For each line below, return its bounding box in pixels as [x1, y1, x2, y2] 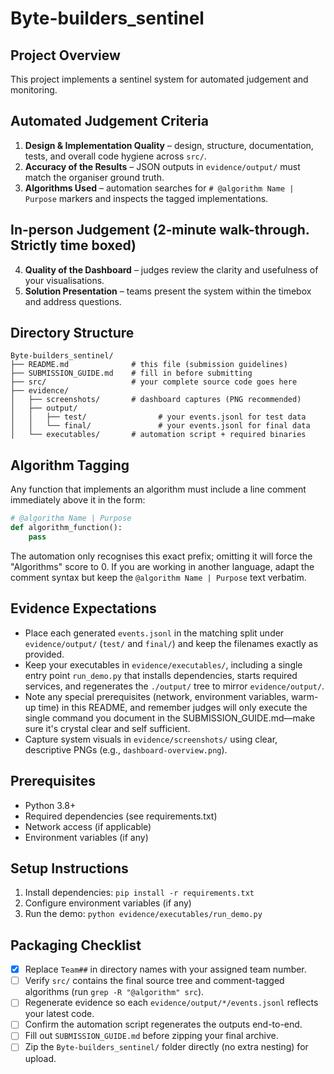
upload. [24, 1052, 57, 1064]
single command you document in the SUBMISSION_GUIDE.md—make [24, 712, 316, 724]
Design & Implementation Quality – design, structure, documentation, [24, 139, 314, 151]
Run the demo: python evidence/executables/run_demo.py [24, 908, 263, 920]
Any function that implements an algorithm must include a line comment [10, 483, 307, 496]
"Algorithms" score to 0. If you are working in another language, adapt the [10, 560, 315, 572]
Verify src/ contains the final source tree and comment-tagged [24, 975, 285, 987]
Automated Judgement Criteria [10, 113, 209, 130]
